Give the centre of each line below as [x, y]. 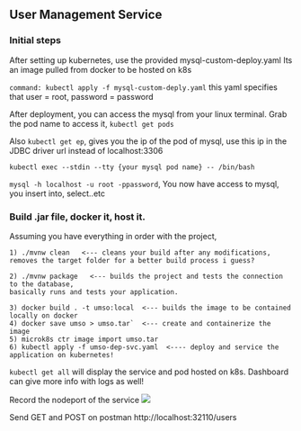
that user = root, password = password [82, 96]
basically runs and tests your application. [94, 292]
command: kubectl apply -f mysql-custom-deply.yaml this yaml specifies [144, 87]
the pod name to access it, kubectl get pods [92, 123]
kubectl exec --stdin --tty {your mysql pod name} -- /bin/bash [132, 167]
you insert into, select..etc [58, 193]
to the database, [42, 284]
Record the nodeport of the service [75, 400]
